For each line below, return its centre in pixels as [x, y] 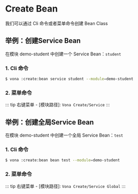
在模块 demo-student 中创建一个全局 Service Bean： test [64, 135]
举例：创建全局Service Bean [50, 122]
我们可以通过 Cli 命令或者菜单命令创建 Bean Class [56, 23]
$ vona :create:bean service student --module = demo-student [70, 79]
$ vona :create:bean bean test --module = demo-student [63, 160]
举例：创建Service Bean [43, 41]
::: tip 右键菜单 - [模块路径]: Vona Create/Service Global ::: [65, 186]
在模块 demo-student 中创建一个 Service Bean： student [63, 54]
